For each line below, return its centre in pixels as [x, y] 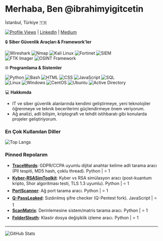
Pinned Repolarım [26, 155]
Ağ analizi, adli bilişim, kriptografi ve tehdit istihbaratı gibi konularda [79, 114]
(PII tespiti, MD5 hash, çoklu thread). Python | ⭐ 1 [61, 171]
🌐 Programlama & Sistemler [33, 68]
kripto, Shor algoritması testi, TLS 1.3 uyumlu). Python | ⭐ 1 [71, 183]
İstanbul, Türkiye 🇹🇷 [26, 22]
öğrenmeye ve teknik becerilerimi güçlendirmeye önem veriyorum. [78, 108]
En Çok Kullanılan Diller [33, 131]
